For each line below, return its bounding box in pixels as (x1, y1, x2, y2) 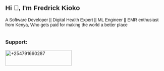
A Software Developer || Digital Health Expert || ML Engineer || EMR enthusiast (5, 17, 159, 22)
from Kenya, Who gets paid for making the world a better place (5, 22, 128, 27)
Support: (5, 38, 28, 45)
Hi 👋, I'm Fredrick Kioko (5, 4, 80, 12)
